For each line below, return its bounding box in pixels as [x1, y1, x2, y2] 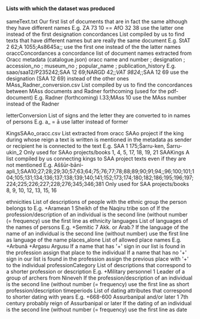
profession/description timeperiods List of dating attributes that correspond [6, 287, 192, 295]
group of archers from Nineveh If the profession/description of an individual [6, 274, 193, 281]
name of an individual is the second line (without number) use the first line [6, 230, 189, 237]
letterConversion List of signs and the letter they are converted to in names [6, 112, 191, 119]
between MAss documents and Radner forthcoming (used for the [6, 88, 167, 95]
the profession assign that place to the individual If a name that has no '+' [6, 249, 187, 256]
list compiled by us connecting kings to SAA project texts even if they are [6, 155, 186, 162]
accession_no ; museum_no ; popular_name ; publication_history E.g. [6, 63, 176, 70]
